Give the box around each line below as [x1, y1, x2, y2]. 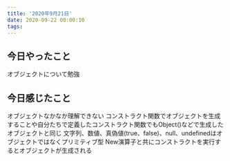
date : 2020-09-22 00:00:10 [7, 17, 85, 23]
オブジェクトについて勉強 [7, 70, 80, 78]
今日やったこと [7, 50, 71, 62]
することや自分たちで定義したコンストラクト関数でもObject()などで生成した [7, 120, 224, 129]
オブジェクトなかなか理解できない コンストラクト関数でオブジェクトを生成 [7, 112, 221, 120]
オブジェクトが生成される [19, 146, 92, 154]
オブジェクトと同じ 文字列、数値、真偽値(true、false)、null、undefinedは [7, 129, 217, 137]
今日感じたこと [7, 92, 71, 104]
